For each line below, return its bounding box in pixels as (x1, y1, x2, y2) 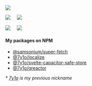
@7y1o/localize (12, 54, 45, 60)
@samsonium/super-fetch (12, 49, 68, 55)
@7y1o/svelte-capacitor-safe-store (12, 59, 87, 66)
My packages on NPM (5, 37, 53, 44)
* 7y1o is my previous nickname (5, 75, 73, 81)
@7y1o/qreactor (12, 65, 47, 71)
